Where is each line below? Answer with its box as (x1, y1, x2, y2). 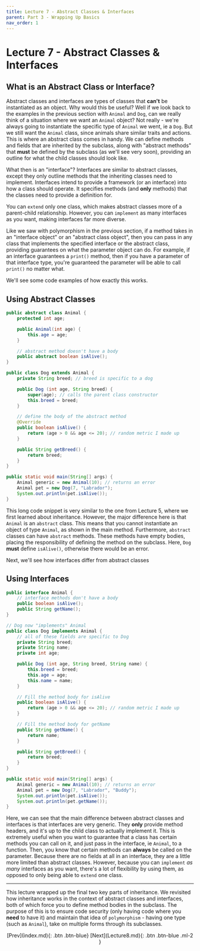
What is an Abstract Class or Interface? (6, 82, 155, 92)
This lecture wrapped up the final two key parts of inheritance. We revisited (6, 889, 191, 896)
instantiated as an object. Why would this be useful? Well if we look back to (6, 104, 191, 111)
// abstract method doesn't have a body (17, 348, 118, 354)
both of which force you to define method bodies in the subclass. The (6, 902, 177, 909)
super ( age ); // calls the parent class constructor (27, 392, 159, 398)
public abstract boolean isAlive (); (17, 354, 108, 360)
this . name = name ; (27, 677, 73, 683)
